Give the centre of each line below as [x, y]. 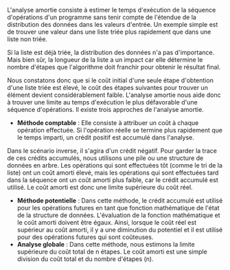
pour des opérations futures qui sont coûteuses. [85, 237]
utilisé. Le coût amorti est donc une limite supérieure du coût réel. [100, 187]
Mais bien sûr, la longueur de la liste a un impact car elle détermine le [105, 60]
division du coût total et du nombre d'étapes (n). [85, 259]
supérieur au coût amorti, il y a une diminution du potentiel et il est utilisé [120, 230]
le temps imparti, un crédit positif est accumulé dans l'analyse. [105, 137]
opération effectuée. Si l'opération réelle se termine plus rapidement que [120, 130]
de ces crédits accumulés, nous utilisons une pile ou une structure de [105, 158]
